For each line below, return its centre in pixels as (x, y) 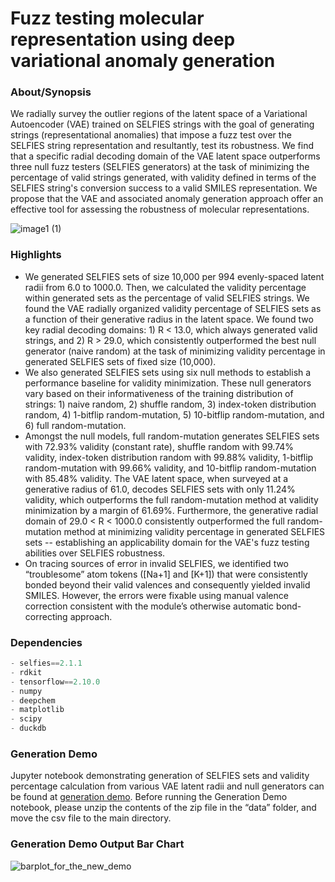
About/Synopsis (51, 92)
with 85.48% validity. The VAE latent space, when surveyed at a (156, 478)
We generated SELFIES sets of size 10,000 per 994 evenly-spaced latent (174, 276)
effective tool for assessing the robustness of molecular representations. (160, 209)
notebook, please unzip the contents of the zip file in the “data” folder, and (163, 808)
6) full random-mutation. (75, 425)
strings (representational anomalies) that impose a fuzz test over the (151, 135)
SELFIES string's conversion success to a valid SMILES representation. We (164, 188)
